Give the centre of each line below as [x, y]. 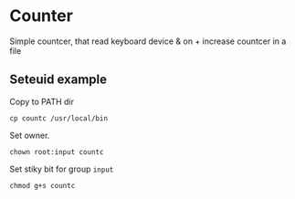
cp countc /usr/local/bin [58, 118]
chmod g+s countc [42, 185]
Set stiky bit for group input [62, 169]
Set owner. [30, 135]
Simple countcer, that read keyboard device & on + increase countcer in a [148, 41]
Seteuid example [58, 80]
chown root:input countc [57, 152]
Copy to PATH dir [42, 101]
